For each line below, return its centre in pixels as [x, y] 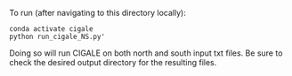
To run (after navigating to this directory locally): [98, 13]
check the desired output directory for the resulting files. [113, 62]
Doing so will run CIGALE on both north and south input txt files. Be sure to [146, 53]
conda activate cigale [51, 29]
